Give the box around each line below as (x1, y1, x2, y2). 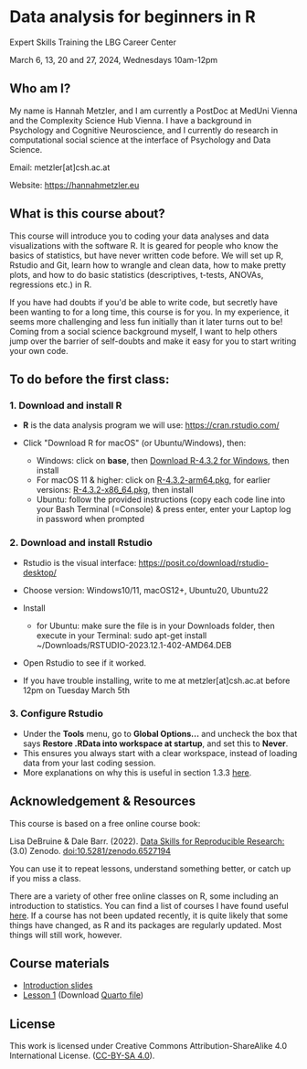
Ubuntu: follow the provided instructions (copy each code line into (36, 494, 286, 505)
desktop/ (22, 567, 58, 578)
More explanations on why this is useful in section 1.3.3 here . (22, 766, 252, 778)
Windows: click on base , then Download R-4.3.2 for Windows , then (36, 455, 290, 466)
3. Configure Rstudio (9, 707, 103, 720)
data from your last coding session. (22, 757, 156, 768)
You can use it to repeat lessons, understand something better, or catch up (9, 862, 291, 874)
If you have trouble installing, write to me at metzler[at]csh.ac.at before (22, 675, 291, 686)
